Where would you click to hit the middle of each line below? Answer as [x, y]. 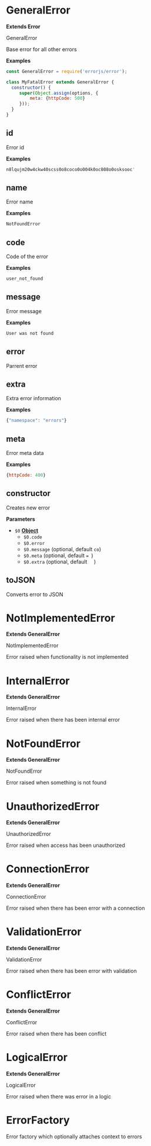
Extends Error [23, 26]
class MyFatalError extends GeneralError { [60, 82]
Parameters [21, 519]
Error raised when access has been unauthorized [66, 845]
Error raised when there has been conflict [56, 1034]
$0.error [34, 543]
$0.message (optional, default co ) [62, 549]
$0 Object [26, 530]
